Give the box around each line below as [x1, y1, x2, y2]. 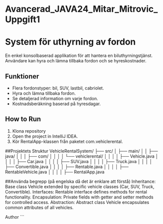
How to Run [5, 115, 41, 123]
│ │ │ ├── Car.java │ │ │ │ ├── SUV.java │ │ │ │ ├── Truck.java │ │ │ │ [5, 158, 153, 164]
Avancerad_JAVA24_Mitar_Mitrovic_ [5, 3, 158, 15]
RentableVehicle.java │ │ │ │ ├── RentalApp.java [5, 168, 105, 175]
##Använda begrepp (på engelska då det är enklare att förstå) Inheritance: [5, 178, 156, 184]
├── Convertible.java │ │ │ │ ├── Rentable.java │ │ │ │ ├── [5, 164, 129, 169]
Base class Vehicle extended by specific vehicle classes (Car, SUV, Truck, [5, 183, 155, 190]
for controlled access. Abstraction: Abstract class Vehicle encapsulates [5, 199, 150, 205]
